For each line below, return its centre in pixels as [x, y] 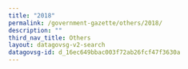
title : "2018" [32, 15]
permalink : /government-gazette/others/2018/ [85, 23]
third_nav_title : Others [50, 38]
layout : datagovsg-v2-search [57, 45]
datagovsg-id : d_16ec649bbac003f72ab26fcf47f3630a [94, 52]
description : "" [35, 30]
